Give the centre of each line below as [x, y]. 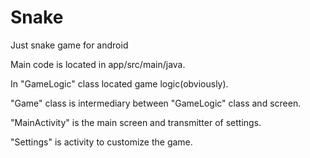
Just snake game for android [69, 45]
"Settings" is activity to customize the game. [101, 142]
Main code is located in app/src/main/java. [98, 64]
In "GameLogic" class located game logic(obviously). [119, 83]
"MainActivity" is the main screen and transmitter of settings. [136, 122]
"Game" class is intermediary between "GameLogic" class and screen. [156, 103]
